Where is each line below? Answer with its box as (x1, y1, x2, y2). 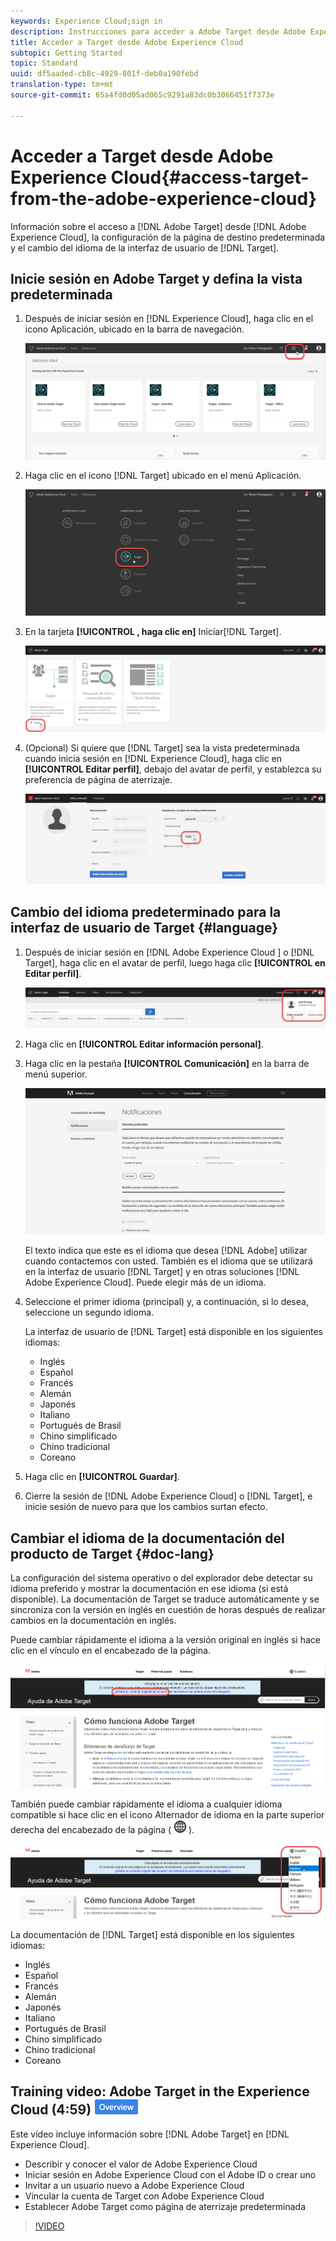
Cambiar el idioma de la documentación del (10, 1530, 285, 1547)
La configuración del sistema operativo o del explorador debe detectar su (10, 1572, 313, 1584)
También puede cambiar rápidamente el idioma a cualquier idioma (10, 1798, 283, 1810)
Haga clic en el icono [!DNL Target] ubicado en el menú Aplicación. (24, 470, 302, 482)
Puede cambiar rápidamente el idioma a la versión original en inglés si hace (10, 1634, 321, 1646)
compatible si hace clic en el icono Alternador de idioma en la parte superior (10, 1808, 325, 1820)
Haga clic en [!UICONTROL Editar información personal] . (24, 1038, 264, 1050)
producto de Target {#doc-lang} (10, 1545, 215, 1562)
